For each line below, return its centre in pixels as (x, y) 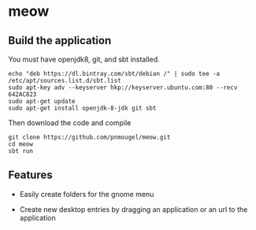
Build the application (60, 41)
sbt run (21, 151)
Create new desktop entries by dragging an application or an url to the (134, 209)
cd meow (21, 144)
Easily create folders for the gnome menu (87, 194)
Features (30, 175)
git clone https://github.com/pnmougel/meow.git (89, 137)
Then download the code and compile (70, 123)
